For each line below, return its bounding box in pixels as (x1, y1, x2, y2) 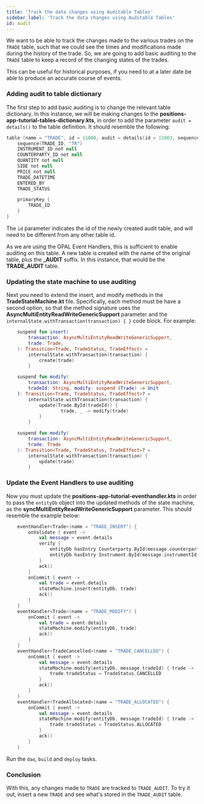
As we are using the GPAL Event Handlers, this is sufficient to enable (6, 243, 178, 250)
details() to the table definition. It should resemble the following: (6, 123, 170, 130)
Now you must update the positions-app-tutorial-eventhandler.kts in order (6, 492, 197, 500)
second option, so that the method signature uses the (6, 304, 141, 312)
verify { (38, 540, 61, 547)
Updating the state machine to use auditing (6, 278, 137, 286)
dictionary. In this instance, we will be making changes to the (6, 110, 159, 117)
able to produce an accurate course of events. (6, 74, 123, 82)
